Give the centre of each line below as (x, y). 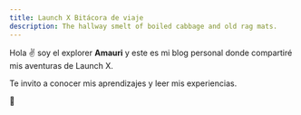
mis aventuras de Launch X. (61, 65)
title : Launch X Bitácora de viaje (77, 18)
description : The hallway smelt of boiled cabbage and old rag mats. (144, 26)
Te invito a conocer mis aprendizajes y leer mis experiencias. (123, 83)
